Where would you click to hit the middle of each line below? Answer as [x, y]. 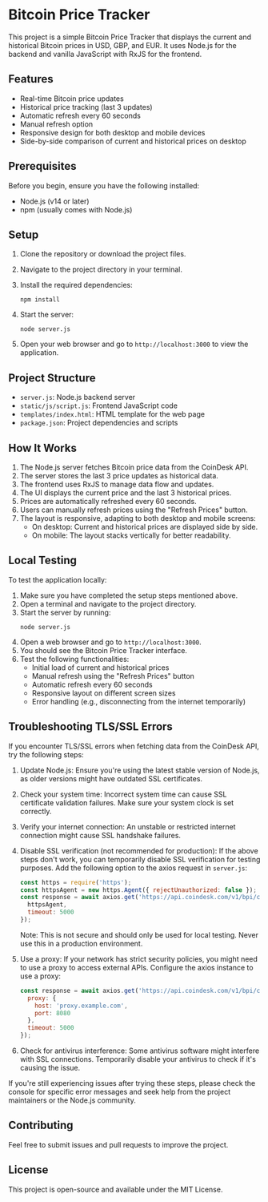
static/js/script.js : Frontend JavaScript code [99, 405]
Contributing [41, 1125]
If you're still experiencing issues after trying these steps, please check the [132, 1083]
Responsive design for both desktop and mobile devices [112, 132]
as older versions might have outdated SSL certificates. [111, 778]
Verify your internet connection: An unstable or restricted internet [128, 826]
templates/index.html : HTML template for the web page [112, 414]
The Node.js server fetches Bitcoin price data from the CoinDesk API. [134, 467]
